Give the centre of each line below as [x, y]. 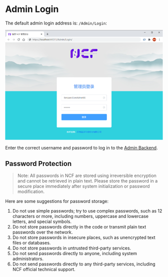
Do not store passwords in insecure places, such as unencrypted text [84, 237]
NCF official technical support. [44, 269]
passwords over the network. [42, 232]
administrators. [28, 259]
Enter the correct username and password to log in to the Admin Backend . [81, 148]
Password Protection [38, 163]
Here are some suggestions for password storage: [57, 201]
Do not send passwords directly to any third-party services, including [84, 264]
